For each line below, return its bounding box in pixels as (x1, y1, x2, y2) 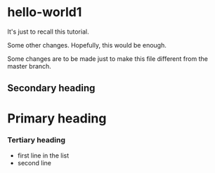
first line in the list (17, 151, 70, 160)
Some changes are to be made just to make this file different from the (7, 54, 209, 63)
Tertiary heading (7, 135, 65, 145)
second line (17, 158, 51, 167)
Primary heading (7, 110, 107, 126)
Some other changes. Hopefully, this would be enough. (7, 41, 167, 49)
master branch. (7, 62, 51, 70)
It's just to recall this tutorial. (7, 27, 89, 36)
